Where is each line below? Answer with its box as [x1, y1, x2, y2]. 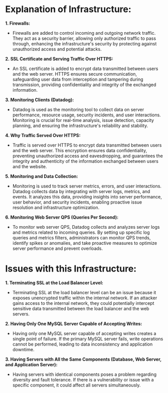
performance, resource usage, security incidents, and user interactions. [12, 112, 161, 118]
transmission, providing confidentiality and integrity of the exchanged [12, 82, 156, 88]
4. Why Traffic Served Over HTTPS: [5, 132, 81, 138]
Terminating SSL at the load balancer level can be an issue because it [12, 289, 156, 295]
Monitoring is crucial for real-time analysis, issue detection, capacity [12, 117, 154, 123]
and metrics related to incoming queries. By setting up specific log [12, 229, 150, 235]
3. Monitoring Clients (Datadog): [5, 97, 74, 103]
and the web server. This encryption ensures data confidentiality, [12, 147, 147, 153]
